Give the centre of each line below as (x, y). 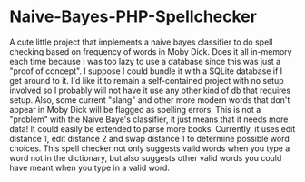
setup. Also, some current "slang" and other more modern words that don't (150, 100)
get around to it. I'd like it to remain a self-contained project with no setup (147, 80)
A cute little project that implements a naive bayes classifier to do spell (141, 42)
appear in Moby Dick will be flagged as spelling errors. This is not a (135, 109)
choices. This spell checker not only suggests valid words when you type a (150, 148)
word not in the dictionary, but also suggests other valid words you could (146, 157)
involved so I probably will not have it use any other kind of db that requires (150, 90)
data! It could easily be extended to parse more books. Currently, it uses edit (152, 128)
